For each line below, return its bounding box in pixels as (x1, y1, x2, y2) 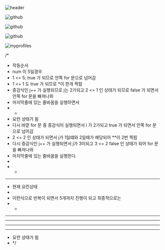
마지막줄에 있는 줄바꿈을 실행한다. (12, 153, 77, 158)
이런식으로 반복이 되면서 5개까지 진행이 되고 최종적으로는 (12, 195, 121, 201)
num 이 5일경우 (12, 69, 43, 74)
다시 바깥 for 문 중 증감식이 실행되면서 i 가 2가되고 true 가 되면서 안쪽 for (12, 122, 152, 128)
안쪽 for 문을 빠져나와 (12, 94, 54, 99)
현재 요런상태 (12, 184, 38, 189)
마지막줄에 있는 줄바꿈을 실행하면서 (12, 99, 80, 105)
